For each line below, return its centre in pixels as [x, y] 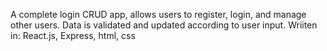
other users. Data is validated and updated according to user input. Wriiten [164, 25]
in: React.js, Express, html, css [73, 35]
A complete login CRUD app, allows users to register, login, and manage [158, 14]
